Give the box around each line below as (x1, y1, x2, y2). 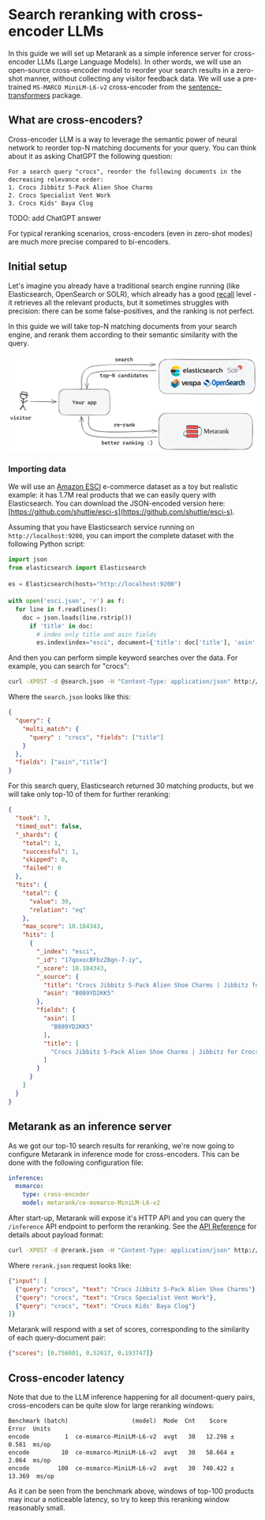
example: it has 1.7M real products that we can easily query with (8, 490, 217, 499)
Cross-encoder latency (8, 1371, 125, 1385)
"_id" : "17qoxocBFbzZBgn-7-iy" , (36, 956, 144, 964)
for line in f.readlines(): (15, 605, 108, 613)
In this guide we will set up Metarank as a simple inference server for (8, 48, 233, 58)
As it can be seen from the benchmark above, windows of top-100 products (8, 1486, 255, 1495)
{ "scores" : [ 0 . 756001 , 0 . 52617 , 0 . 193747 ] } (8, 1349, 154, 1358)
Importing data (8, 464, 67, 475)
